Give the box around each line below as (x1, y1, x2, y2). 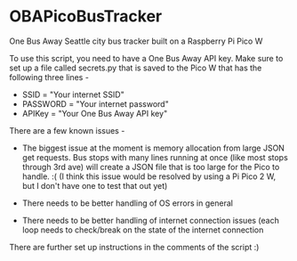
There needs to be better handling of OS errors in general (21, 198, 234, 208)
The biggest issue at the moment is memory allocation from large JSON (21, 143, 285, 153)
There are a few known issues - (9, 125, 125, 135)
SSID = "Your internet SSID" (21, 89, 124, 100)
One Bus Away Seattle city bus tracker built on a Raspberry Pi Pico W (9, 36, 263, 46)
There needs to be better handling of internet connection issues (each (21, 215, 280, 225)
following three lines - (9, 71, 89, 82)
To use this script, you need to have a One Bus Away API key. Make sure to (9, 53, 284, 63)
